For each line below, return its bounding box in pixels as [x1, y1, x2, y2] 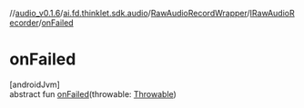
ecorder [9, 17, 39, 28]
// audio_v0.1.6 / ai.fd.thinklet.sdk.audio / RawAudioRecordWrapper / [9, 8, 250, 18]
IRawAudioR [249, 8, 295, 18]
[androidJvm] [9, 79, 61, 90]
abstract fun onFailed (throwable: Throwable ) [9, 88, 177, 99]
